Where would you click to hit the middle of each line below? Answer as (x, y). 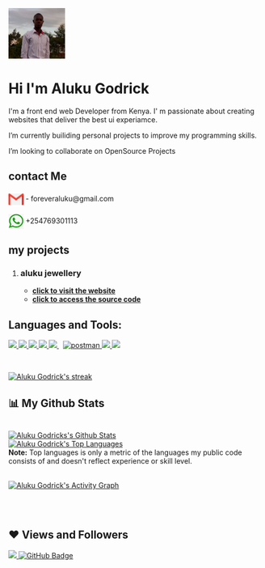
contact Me (38, 177)
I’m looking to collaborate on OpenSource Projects (92, 150)
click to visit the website (74, 290)
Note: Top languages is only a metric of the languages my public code (125, 452)
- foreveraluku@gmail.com (70, 198)
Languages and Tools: (65, 325)
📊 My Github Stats (57, 403)
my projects (39, 250)
